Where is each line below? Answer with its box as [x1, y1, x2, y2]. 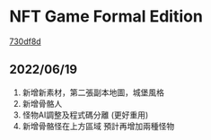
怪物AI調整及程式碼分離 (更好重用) [22, 109, 149, 120]
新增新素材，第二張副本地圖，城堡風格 [22, 87, 164, 98]
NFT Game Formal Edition [9, 6, 204, 27]
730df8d [9, 36, 42, 47]
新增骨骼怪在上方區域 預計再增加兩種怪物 [22, 120, 175, 131]
